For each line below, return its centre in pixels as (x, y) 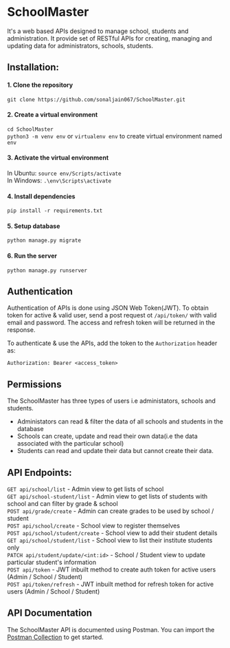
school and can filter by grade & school (62, 503)
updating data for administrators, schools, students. (80, 45)
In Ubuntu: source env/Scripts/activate (64, 173)
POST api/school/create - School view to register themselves (94, 525)
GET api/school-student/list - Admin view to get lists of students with (107, 496)
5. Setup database (34, 226)
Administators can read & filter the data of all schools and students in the (120, 421)
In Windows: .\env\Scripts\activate (59, 180)
